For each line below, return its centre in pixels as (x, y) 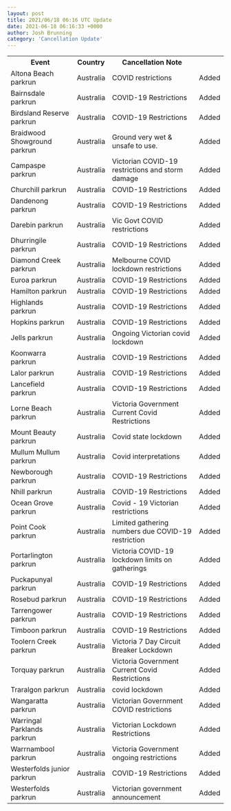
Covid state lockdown (147, 436)
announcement (136, 797)
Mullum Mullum (35, 452)
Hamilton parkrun (39, 291)
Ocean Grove (32, 503)
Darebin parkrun (37, 225)
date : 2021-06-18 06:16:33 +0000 (55, 26)
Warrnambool (33, 749)
